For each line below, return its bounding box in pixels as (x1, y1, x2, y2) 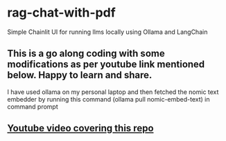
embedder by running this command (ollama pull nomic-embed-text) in (7, 95, 210, 103)
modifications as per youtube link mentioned (7, 59, 205, 70)
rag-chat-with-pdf (7, 5, 116, 21)
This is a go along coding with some (7, 48, 165, 59)
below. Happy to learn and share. (7, 69, 153, 81)
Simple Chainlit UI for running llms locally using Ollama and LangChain (7, 28, 208, 36)
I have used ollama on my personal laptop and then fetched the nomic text (7, 88, 219, 96)
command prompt (7, 102, 58, 111)
